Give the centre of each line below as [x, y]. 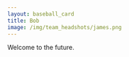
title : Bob [23, 21]
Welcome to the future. [41, 48]
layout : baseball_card [41, 14]
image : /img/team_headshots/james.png [64, 27]
